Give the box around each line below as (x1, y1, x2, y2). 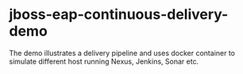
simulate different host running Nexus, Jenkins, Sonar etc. (9, 57, 199, 66)
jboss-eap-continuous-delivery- (9, 6, 229, 24)
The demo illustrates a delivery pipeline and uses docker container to (9, 48, 235, 57)
